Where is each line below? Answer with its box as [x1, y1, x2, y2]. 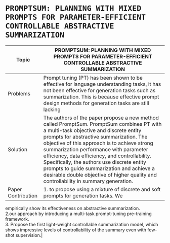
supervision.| [15, 232, 43, 238]
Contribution [8, 192, 38, 199]
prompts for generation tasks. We [43, 192, 123, 199]
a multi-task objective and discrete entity [43, 127, 142, 134]
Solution [8, 146, 28, 153]
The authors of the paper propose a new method [43, 114, 159, 121]
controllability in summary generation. [43, 178, 133, 185]
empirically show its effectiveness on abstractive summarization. [5, 205, 140, 211]
